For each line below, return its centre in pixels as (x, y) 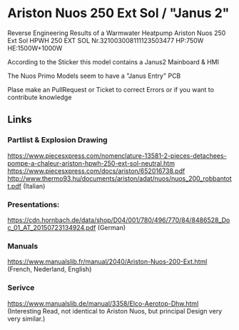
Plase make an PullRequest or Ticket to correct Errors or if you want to (111, 89)
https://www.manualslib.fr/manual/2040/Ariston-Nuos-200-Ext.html (107, 261)
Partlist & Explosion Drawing (58, 140)
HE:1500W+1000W (35, 48)
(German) (112, 227)
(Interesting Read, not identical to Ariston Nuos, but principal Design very (115, 311)
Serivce (21, 288)
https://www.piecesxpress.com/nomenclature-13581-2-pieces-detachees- (117, 156)
